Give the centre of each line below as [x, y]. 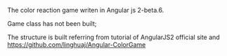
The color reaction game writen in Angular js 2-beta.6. [86, 10]
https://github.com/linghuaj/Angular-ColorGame [77, 44]
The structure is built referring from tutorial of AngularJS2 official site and [113, 37]
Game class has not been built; [52, 23]
